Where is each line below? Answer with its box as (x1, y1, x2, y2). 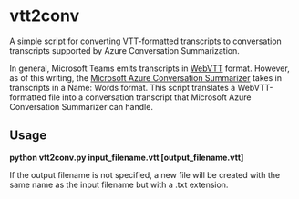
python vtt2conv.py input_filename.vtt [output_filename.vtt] (9, 152, 244, 163)
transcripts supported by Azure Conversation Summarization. (9, 45, 240, 55)
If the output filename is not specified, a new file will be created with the (9, 169, 281, 180)
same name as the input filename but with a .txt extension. (9, 179, 229, 190)
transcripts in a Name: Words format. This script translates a (9, 82, 236, 93)
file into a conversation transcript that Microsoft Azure (48, 92, 252, 103)
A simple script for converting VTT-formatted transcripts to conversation (9, 35, 283, 46)
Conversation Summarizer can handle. (9, 101, 153, 112)
